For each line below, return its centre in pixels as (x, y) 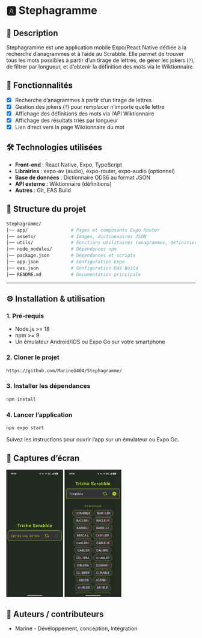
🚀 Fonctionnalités (40, 86)
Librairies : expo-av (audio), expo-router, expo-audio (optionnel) (95, 171)
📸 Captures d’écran (43, 459)
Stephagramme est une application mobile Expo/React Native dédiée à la (96, 48)
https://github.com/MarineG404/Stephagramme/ (64, 370)
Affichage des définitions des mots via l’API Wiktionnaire (84, 113)
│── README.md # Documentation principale (74, 274)
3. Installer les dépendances (48, 386)
